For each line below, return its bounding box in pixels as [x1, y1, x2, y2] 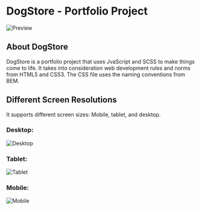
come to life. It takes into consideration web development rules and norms [6, 64, 191, 71]
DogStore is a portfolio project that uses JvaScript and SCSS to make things [6, 57, 195, 65]
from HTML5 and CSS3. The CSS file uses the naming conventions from [6, 71, 185, 78]
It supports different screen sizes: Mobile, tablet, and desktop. [6, 111, 161, 118]
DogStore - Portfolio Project [6, 4, 148, 18]
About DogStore [6, 42, 68, 52]
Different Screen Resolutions [6, 95, 117, 105]
